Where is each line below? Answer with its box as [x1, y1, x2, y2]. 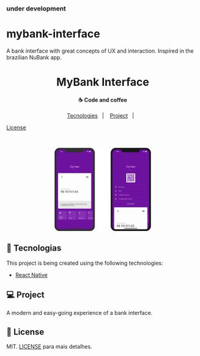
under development [6, 4, 66, 13]
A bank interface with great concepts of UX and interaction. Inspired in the [6, 47, 194, 55]
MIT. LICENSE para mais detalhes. [6, 343, 93, 350]
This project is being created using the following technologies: [6, 259, 163, 267]
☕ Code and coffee [78, 96, 127, 104]
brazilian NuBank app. [6, 53, 62, 61]
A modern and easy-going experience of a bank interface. [6, 309, 153, 316]
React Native [15, 271, 48, 278]
